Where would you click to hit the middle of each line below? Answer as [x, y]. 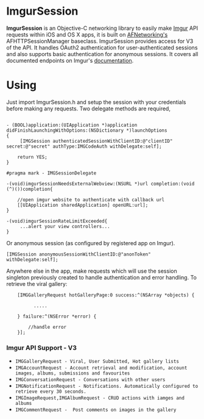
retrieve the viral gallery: [37, 284]
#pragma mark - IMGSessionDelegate [51, 173]
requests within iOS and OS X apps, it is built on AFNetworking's [87, 34]
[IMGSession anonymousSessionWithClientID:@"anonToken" [79, 254]
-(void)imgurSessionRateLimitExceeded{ [57, 221]
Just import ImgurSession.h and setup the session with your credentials [96, 102]
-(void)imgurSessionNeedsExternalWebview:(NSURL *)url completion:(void [100, 184]
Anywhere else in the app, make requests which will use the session [92, 271]
